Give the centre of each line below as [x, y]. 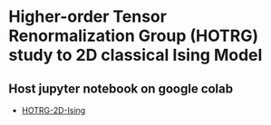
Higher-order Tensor [87, 17]
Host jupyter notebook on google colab [121, 88]
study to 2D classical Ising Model [135, 55]
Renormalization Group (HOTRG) [134, 36]
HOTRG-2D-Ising [53, 110]
